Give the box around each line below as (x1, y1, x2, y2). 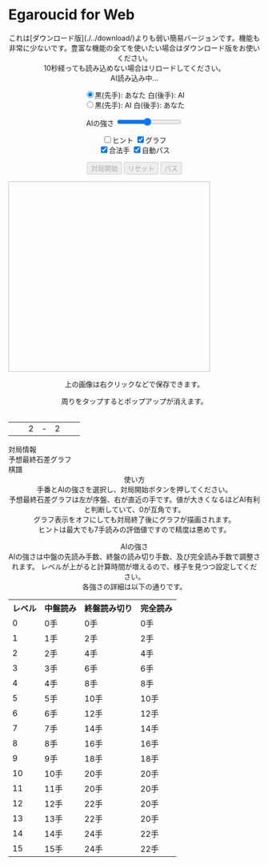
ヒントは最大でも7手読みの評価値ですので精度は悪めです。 (38, 525, 231, 535)
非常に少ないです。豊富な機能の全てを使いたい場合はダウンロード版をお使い (9, 42, 260, 53)
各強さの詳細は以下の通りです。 (82, 582, 187, 592)
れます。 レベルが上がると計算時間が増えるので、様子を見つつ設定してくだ (11, 562, 258, 572)
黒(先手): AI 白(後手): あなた (94, 100, 186, 110)
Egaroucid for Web (8, 6, 135, 24)
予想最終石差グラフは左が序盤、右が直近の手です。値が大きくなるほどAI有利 (8, 495, 261, 504)
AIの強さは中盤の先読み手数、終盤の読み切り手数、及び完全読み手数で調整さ (8, 552, 261, 562)
